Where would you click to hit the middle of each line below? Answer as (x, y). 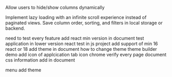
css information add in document (40, 60)
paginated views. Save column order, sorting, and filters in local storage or (84, 23)
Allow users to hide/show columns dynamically (55, 7)
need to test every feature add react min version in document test (75, 38)
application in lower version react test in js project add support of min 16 (82, 44)
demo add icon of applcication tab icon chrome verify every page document (86, 54)
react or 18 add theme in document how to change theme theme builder (81, 49)
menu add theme (23, 70)
